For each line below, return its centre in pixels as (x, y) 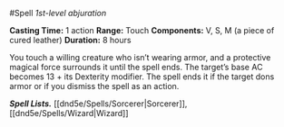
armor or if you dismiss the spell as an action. (94, 86)
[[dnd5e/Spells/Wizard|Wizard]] (69, 113)
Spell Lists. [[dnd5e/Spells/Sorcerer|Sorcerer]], (98, 104)
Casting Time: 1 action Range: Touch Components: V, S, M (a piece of (142, 30)
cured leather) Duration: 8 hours (70, 40)
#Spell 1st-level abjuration (58, 13)
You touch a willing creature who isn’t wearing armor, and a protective (140, 57)
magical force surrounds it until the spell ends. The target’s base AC (136, 67)
